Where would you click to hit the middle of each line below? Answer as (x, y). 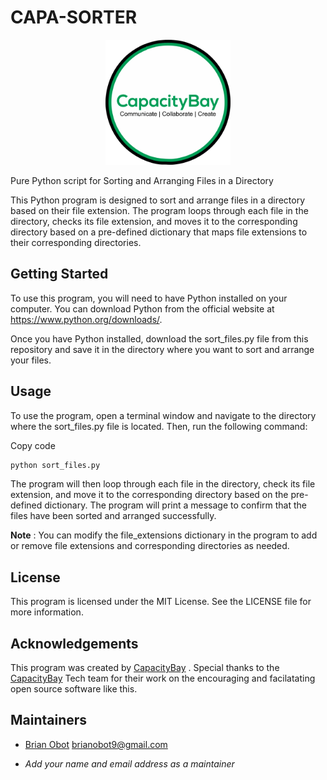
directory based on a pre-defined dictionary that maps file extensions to (159, 232)
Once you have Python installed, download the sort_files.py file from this (159, 338)
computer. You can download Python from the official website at (142, 308)
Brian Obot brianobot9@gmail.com (96, 744)
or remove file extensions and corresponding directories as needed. (150, 546)
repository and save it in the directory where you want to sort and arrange (162, 349)
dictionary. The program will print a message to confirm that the (175, 505)
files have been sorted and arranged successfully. (113, 516)
